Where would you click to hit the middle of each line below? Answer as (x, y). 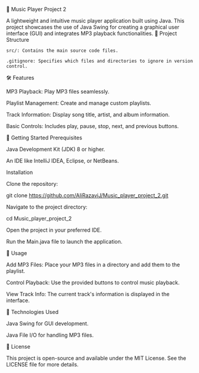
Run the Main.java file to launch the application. (64, 242)
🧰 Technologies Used (32, 312)
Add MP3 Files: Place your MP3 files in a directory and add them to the (93, 265)
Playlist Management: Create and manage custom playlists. (79, 103)
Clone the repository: (32, 184)
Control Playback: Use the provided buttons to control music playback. (93, 282)
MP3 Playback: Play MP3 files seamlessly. (58, 91)
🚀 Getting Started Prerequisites (44, 138)
